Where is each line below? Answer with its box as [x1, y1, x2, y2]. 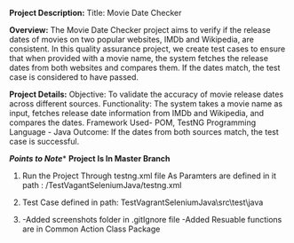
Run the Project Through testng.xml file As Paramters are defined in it [21, 170, 277, 181]
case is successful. [9, 137, 80, 146]
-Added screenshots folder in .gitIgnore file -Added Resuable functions [21, 215, 282, 224]
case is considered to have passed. [9, 72, 139, 82]
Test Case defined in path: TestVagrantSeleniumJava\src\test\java [21, 197, 264, 208]
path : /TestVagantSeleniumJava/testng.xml [21, 180, 182, 190]
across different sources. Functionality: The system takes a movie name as [9, 98, 282, 109]
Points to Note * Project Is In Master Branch [9, 153, 171, 163]
